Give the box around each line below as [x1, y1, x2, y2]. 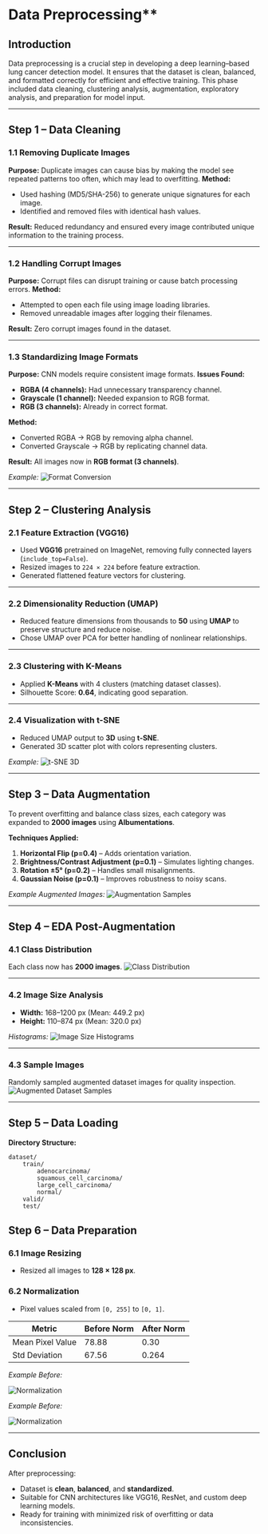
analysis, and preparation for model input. [8, 93, 146, 102]
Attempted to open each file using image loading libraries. [19, 300, 211, 309]
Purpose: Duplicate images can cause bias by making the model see [8, 165, 235, 175]
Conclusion [8, 1447, 67, 1460]
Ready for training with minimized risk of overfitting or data [19, 1509, 214, 1519]
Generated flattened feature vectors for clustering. [19, 570, 186, 580]
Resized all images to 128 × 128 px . [19, 1265, 136, 1276]
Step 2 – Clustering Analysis [8, 503, 152, 516]
